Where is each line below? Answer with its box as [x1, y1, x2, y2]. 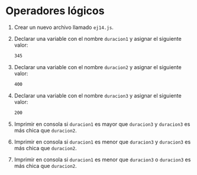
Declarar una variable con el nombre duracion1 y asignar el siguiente [14, 35, 182, 42]
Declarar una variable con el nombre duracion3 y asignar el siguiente [14, 92, 182, 99]
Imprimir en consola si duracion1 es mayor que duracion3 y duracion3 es [14, 120, 190, 128]
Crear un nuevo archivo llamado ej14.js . [14, 24, 114, 31]
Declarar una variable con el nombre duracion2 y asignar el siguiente [14, 63, 182, 70]
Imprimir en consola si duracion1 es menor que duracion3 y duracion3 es [14, 138, 191, 145]
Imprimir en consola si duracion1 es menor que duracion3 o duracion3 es [14, 155, 191, 163]
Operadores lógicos [5, 4, 105, 18]
